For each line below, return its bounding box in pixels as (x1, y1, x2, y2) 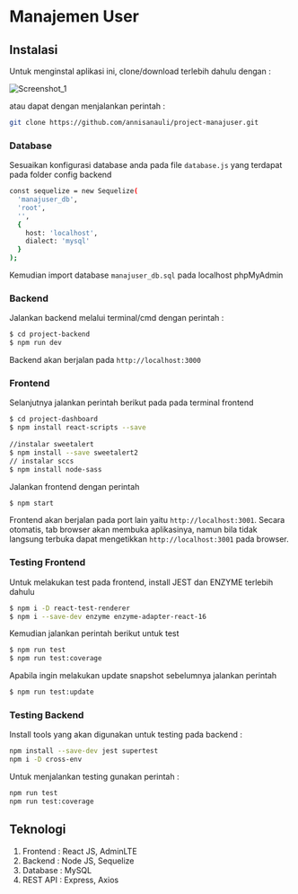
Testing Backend (9, 708, 84, 721)
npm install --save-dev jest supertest (9, 747, 159, 756)
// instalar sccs (9, 456, 74, 465)
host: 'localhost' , (25, 228, 99, 237)
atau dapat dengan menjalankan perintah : (9, 101, 166, 111)
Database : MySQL (22, 864, 92, 875)
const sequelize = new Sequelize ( (9, 187, 139, 196)
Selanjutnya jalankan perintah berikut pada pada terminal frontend (9, 397, 254, 408)
